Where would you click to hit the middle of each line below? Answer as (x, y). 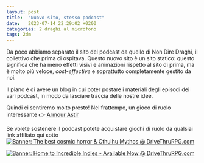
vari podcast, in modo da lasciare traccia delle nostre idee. (80, 96)
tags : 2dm (19, 35)
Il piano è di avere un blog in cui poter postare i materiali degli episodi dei (98, 89)
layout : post (23, 12)
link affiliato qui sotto (33, 135)
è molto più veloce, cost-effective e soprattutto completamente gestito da (99, 71)
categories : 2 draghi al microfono (51, 29)
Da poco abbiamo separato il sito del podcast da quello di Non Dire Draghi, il (102, 52)
